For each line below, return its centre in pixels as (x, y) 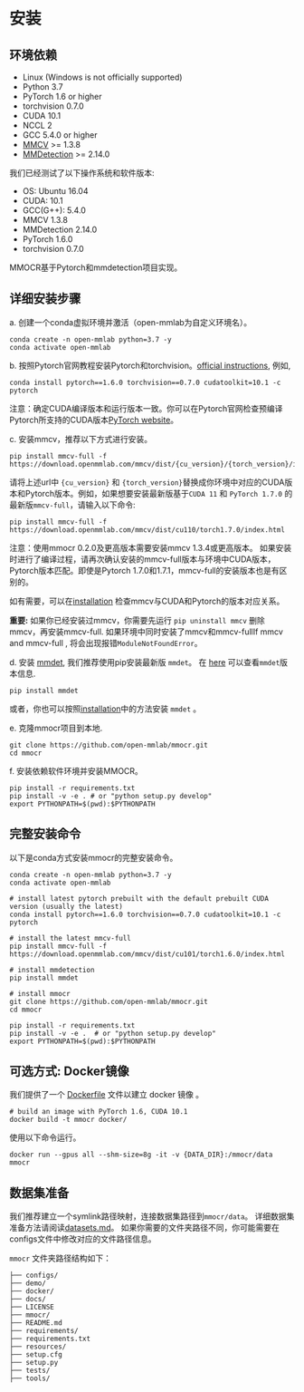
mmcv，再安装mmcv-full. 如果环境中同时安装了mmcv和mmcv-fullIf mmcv (146, 632)
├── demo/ (28, 1283)
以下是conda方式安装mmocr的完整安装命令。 (94, 857)
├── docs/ (28, 1300)
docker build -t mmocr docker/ (68, 1120)
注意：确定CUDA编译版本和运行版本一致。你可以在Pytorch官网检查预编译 (146, 408)
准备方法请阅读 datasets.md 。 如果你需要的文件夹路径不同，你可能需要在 (145, 1228)
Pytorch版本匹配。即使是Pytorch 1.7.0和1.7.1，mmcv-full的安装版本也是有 (144, 570)
